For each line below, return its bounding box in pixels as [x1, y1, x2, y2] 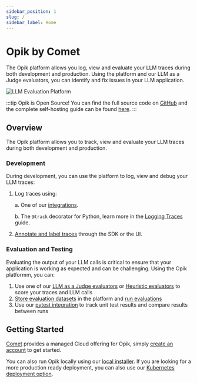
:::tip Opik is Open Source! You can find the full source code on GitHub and [6, 99, 188, 106]
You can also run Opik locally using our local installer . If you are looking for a [6, 358, 191, 365]
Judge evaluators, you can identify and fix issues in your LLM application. [6, 77, 185, 84]
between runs [14, 307, 49, 314]
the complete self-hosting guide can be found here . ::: [6, 106, 137, 113]
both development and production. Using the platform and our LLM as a [6, 70, 180, 78]
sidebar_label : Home [6, 19, 57, 25]
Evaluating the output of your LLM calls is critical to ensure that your [6, 258, 172, 266]
